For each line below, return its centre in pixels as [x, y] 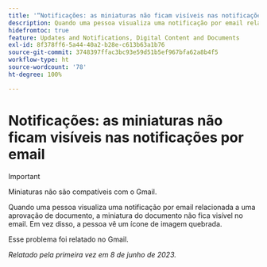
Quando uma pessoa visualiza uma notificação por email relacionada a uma [132, 207]
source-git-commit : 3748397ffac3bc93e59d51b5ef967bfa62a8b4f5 [113, 52]
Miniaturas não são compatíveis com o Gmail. [83, 192]
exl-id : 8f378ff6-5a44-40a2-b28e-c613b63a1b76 [87, 45]
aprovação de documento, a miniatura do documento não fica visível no [126, 216]
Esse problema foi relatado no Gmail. [68, 239]
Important [24, 176]
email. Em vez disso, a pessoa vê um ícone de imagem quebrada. [115, 223]
